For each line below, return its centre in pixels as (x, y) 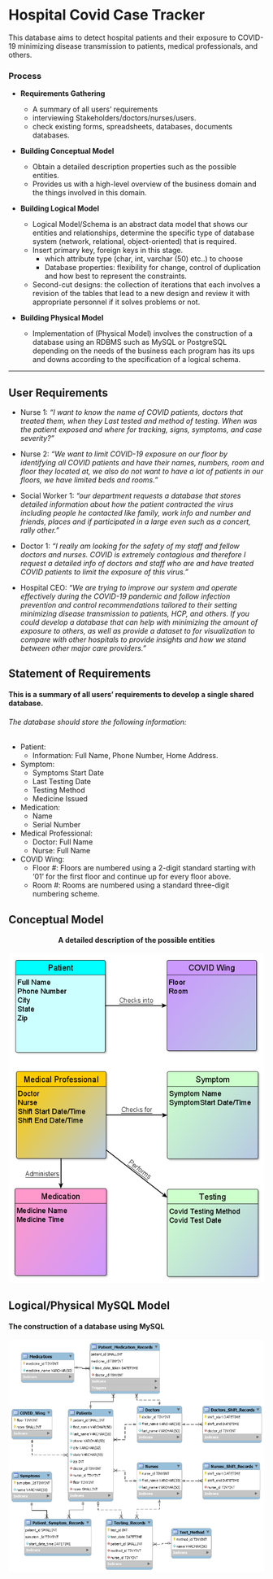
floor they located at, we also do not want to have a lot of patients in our (142, 471)
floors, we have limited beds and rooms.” (89, 480)
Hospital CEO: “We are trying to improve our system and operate (129, 588)
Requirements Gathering (63, 94)
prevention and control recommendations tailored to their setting (128, 605)
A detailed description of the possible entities (136, 940)
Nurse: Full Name (61, 851)
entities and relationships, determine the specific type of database (143, 233)
